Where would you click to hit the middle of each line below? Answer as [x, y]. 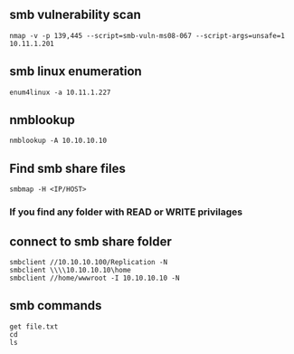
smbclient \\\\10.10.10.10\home [70, 270]
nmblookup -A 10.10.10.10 [58, 141]
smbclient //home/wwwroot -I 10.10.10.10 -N [95, 278]
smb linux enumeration [76, 72]
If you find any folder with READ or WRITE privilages [126, 212]
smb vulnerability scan [76, 15]
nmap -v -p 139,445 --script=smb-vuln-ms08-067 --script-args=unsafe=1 [147, 35]
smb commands [56, 306]
